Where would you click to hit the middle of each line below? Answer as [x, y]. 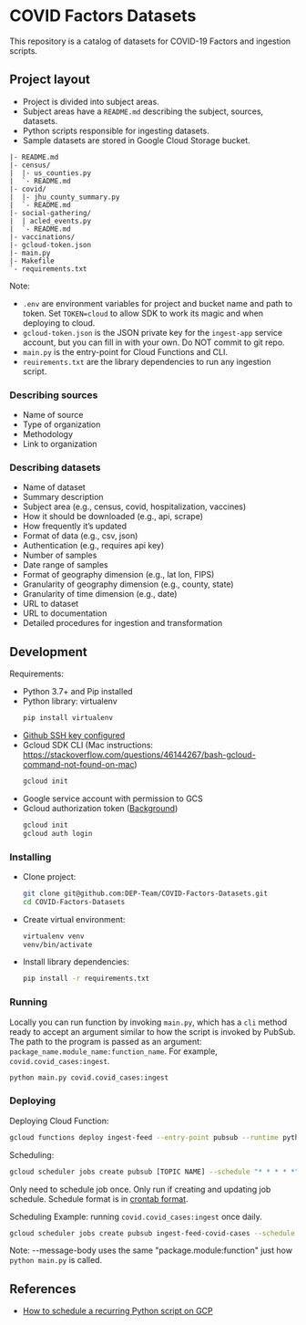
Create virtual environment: [74, 919]
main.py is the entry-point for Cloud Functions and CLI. [125, 351]
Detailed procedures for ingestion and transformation [122, 623]
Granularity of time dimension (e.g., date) [100, 594]
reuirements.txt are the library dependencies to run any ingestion [147, 361]
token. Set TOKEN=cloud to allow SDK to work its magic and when [143, 313]
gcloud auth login [57, 833]
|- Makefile [32, 261]
